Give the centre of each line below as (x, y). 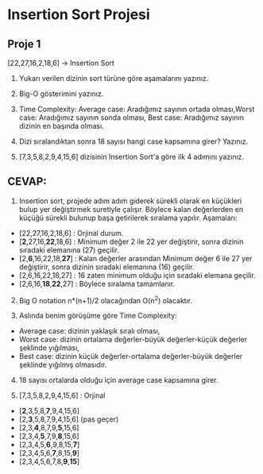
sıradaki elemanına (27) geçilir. (69, 250)
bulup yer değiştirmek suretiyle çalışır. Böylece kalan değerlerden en (131, 209)
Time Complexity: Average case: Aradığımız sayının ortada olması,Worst (137, 109)
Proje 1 (24, 44)
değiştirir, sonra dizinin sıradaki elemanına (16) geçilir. (106, 267)
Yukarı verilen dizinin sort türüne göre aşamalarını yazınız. (114, 78)
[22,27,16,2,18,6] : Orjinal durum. (71, 233)
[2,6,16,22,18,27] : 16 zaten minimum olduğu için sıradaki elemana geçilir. (137, 275)
